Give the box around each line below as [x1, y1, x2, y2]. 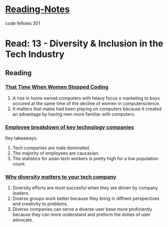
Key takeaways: [5, 135, 38, 141]
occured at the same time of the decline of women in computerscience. [12, 100, 160, 106]
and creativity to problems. [12, 201, 69, 207]
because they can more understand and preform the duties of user [12, 211, 151, 217]
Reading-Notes [5, 4, 70, 15]
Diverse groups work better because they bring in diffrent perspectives [12, 195, 159, 202]
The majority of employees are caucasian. [12, 150, 100, 157]
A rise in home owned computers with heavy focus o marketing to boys [12, 95, 160, 101]
